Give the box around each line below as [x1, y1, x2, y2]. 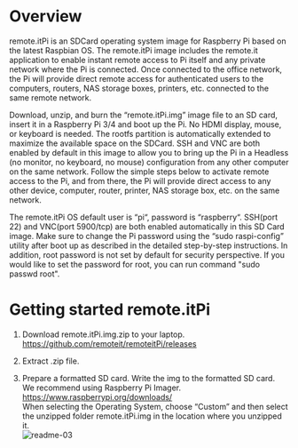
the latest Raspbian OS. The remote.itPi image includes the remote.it [9, 44, 259, 55]
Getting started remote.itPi [9, 300, 211, 320]
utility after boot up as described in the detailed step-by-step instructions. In [9, 240, 288, 251]
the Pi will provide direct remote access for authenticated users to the [9, 73, 264, 84]
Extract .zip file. [21, 356, 80, 366]
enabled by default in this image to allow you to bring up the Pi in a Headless [9, 147, 289, 157]
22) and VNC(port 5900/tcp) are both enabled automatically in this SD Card [9, 220, 286, 232]
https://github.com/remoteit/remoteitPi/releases [21, 338, 197, 348]
